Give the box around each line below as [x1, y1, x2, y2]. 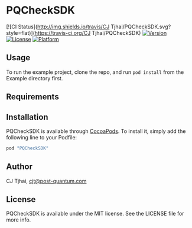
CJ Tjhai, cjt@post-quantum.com [6, 177, 87, 184]
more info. [6, 216, 31, 223]
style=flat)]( [6, 29, 35, 36]
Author [6, 162, 32, 172]
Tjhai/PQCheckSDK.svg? [110, 23, 171, 30]
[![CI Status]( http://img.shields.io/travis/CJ [6, 23, 110, 30]
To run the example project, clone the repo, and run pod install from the [6, 69, 184, 76]
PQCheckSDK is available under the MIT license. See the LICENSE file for [6, 210, 184, 217]
